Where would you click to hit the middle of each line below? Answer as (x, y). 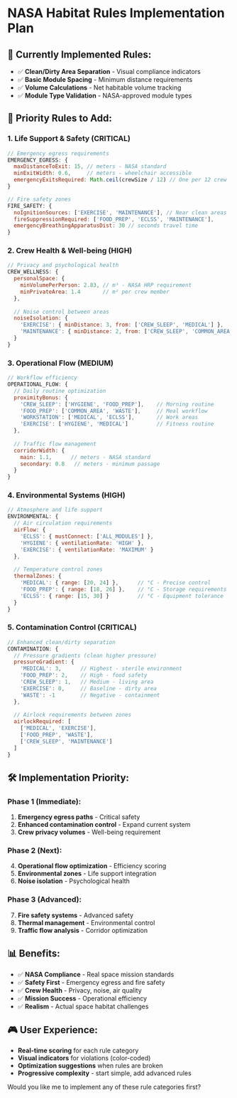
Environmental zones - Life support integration (87, 874)
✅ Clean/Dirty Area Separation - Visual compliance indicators (109, 72)
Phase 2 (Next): (35, 850)
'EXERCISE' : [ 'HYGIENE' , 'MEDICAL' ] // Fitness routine (117, 424)
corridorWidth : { (39, 450)
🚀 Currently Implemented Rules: (79, 54)
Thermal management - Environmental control (86, 922)
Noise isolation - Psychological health (73, 881)
